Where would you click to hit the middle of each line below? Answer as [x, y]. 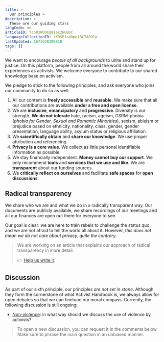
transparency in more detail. [46, 250]
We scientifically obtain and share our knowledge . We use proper [80, 136]
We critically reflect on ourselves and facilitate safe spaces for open [82, 173]
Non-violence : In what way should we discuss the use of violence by [81, 315]
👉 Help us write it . [36, 260]
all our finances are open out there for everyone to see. [61, 216]
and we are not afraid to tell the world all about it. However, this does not [78, 231]
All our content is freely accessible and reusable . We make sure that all [85, 100]
